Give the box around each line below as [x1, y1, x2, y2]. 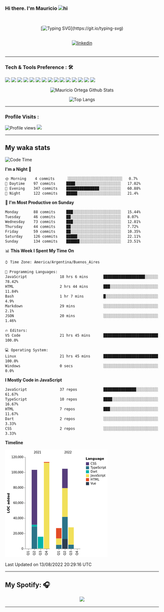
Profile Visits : [5, 113, 39, 120]
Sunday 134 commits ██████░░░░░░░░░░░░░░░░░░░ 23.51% [5, 239, 141, 244]
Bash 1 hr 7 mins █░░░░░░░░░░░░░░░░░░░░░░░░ [5, 294, 159, 299]
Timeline [5, 439, 23, 445]
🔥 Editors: [5, 328, 28, 333]
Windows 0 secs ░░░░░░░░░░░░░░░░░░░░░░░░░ [5, 363, 159, 369]
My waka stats [5, 144, 50, 152]
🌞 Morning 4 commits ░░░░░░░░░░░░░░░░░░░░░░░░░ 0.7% [5, 176, 138, 181]
